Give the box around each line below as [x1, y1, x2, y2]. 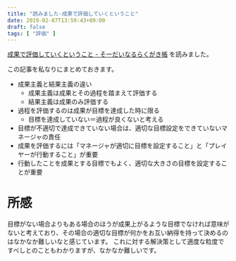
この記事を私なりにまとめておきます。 [7, 65, 118, 74]
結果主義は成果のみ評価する [27, 98, 109, 106]
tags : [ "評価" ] [7, 30, 56, 37]
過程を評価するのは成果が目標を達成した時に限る [17, 106, 160, 115]
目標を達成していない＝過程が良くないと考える [27, 115, 164, 124]
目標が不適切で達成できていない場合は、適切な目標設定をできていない [17, 124, 222, 132]
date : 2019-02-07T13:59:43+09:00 [7, 17, 106, 24]
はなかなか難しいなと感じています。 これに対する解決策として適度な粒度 [7, 237, 218, 246]
